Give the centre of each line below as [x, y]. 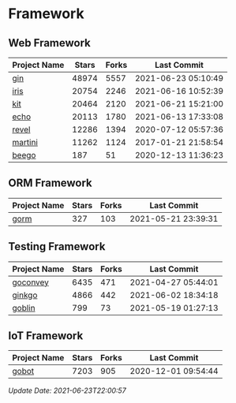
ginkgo [25, 295]
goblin [24, 308]
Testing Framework [57, 246]
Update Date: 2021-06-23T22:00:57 [67, 390]
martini [25, 142]
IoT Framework [46, 336]
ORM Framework [50, 183]
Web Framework [49, 43]
